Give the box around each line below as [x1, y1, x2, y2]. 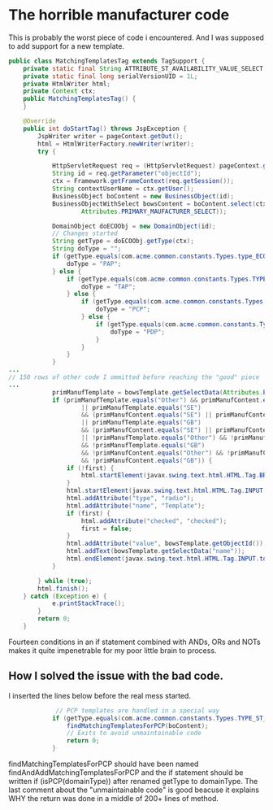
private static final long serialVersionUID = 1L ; [23, 72, 198, 81]
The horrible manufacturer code [8, 6, 230, 24]
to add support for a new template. [8, 41, 125, 50]
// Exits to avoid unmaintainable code [66, 729, 201, 738]
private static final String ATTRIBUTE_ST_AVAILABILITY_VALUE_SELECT [23, 64, 264, 72]
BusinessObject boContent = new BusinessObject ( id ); [51, 192, 234, 200]
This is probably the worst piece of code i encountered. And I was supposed [8, 33, 264, 42]
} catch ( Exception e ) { [23, 592, 107, 600]
